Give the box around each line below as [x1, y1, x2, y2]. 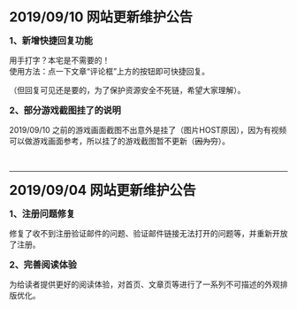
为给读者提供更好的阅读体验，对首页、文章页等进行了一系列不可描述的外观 [9, 279, 280, 290]
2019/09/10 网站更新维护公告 [9, 9, 193, 26]
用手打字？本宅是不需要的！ [9, 55, 110, 66]
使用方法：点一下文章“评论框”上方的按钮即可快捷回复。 [9, 66, 210, 76]
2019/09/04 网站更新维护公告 [9, 182, 196, 198]
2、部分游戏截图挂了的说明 [9, 104, 122, 116]
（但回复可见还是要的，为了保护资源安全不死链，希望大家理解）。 [9, 85, 246, 95]
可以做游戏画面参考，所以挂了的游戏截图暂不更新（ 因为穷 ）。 [9, 135, 230, 146]
